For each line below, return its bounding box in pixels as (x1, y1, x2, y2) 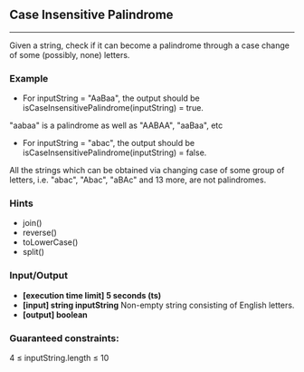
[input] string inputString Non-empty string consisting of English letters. (22, 299, 295, 310)
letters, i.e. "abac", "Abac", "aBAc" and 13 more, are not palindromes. (9, 174, 267, 185)
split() (22, 247, 45, 258)
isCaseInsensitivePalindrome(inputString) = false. (22, 147, 207, 158)
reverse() (22, 227, 57, 239)
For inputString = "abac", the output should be (22, 138, 195, 149)
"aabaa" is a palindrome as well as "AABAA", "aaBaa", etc (9, 120, 223, 131)
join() (22, 218, 43, 229)
